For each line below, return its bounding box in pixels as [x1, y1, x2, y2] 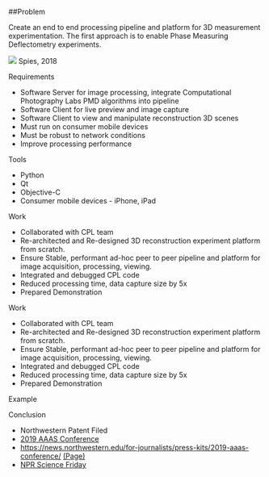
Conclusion [8, 410, 47, 419]
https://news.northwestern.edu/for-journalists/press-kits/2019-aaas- [19, 443, 249, 452]
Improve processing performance [19, 139, 132, 149]
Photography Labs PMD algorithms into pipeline [19, 96, 179, 106]
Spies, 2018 [18, 56, 58, 65]
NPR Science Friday [19, 460, 86, 469]
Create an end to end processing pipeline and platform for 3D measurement [8, 23, 261, 31]
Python [19, 170, 44, 180]
